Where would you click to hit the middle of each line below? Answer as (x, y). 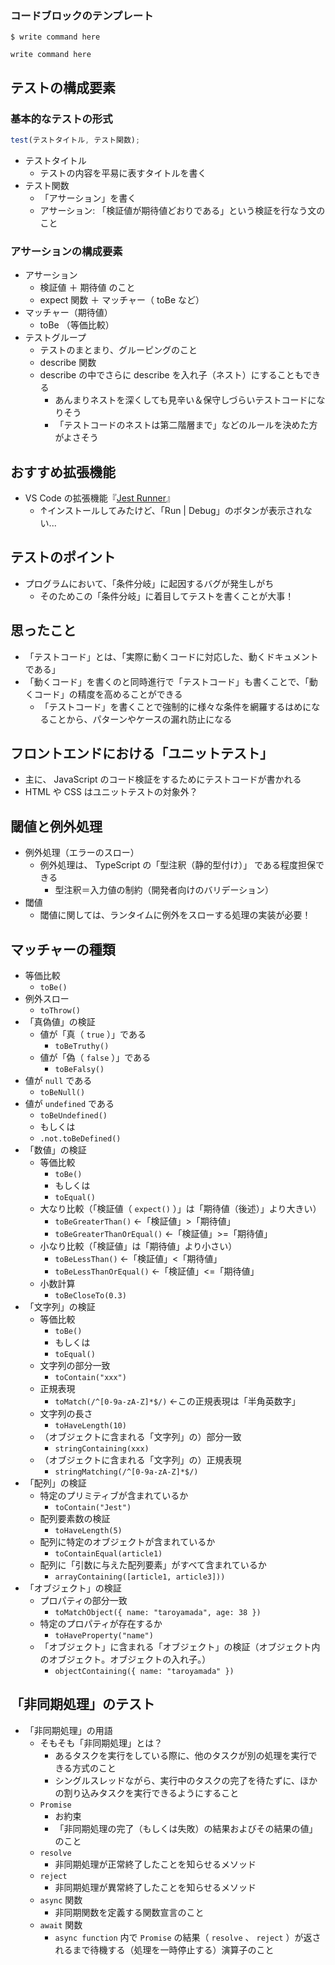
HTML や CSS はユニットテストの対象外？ (111, 792)
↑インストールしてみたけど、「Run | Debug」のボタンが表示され (171, 510)
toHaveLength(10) (90, 1426)
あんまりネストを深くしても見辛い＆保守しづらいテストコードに (185, 400)
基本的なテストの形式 (61, 119)
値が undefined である (69, 1104)
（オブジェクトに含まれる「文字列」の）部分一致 (140, 1437)
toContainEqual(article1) (108, 1554)
